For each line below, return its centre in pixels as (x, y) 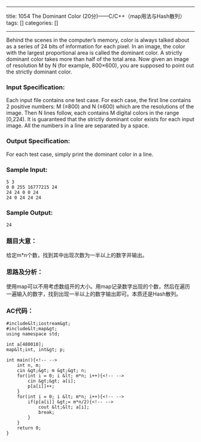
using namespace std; (33, 334)
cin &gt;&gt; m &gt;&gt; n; (52, 371)
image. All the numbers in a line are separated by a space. (78, 125)
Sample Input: (27, 170)
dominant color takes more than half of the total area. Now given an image (98, 59)
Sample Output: (30, 213)
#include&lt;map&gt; (32, 329)
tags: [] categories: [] (32, 23)
